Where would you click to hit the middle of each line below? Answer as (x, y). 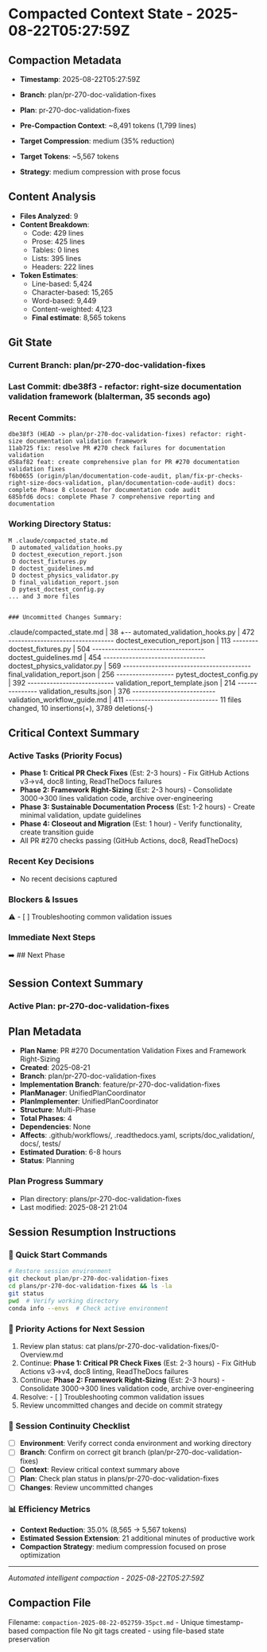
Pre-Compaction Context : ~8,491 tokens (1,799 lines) (108, 125)
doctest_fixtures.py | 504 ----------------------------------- (106, 649)
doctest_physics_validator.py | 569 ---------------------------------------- (130, 666)
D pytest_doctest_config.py (58, 589)
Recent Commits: (43, 417)
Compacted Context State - (101, 14)
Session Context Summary (76, 983)
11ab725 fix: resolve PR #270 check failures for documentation (117, 448)
